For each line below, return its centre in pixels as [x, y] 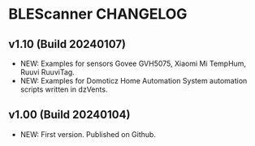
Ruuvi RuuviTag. [47, 72]
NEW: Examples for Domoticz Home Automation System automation [134, 81]
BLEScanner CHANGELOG [98, 14]
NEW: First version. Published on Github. [88, 134]
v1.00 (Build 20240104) [69, 115]
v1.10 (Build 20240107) [67, 44]
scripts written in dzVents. [64, 89]
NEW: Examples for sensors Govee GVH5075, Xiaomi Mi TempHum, [133, 63]
